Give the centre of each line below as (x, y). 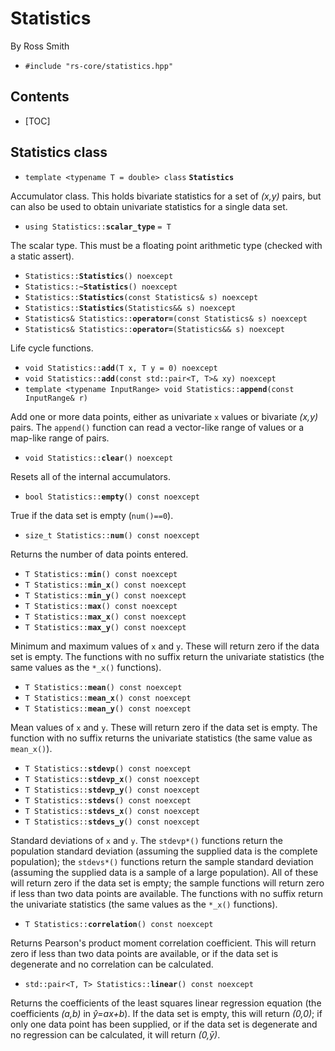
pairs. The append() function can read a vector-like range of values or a (157, 427)
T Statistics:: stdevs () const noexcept (108, 800)
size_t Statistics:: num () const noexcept (112, 535)
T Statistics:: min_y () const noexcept (105, 595)
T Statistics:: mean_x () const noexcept (108, 698)
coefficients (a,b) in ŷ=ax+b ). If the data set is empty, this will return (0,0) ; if (166, 1013)
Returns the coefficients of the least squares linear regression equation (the (166, 1003)
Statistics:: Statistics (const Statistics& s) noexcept (141, 297)
